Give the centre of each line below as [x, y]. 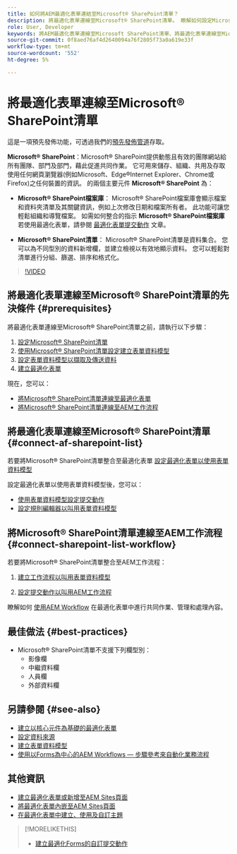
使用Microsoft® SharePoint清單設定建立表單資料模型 [93, 351]
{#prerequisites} [74, 309]
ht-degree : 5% [28, 60]
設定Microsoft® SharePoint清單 [62, 342]
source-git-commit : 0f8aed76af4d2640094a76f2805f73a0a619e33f [101, 40]
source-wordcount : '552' [44, 54]
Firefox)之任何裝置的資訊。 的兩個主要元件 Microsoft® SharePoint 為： [110, 183]
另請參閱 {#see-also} [54, 710]
